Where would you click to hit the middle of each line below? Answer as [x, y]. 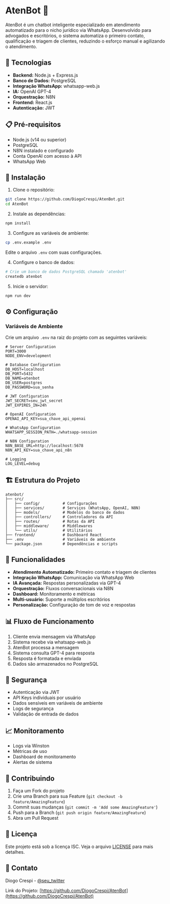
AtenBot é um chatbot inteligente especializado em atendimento [73, 25]
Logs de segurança [33, 709]
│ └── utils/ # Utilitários [49, 531]
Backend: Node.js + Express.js [45, 75]
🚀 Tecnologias [28, 63]
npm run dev [18, 296]
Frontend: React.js [33, 102]
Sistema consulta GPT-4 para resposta [54, 653]
